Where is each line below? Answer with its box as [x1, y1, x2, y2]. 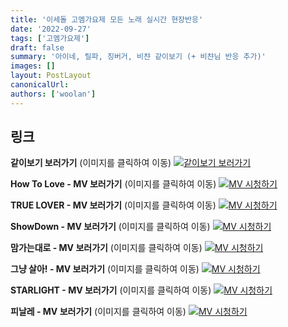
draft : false [10, 42, 65, 53]
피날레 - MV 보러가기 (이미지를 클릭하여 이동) [10, 306, 187, 318]
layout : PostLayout [10, 71, 92, 81]
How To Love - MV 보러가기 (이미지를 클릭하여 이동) [10, 178, 217, 190]
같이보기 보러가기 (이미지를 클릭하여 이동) [10, 157, 172, 169]
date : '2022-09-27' [10, 24, 92, 34]
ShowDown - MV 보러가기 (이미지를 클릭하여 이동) [10, 221, 211, 233]
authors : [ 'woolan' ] [10, 89, 97, 99]
